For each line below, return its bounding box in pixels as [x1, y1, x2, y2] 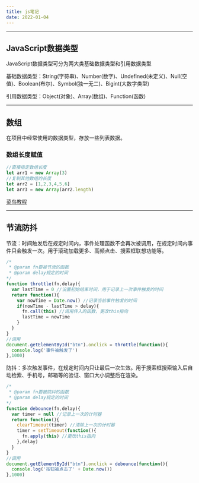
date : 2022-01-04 [6, 14, 49, 20]
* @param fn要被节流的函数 [8, 264, 69, 270]
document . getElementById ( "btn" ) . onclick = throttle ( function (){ [6, 342, 168, 348]
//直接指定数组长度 [6, 165, 47, 171]
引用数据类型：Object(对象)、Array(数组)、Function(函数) [6, 93, 146, 100]
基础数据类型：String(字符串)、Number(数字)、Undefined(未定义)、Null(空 [6, 72, 188, 80]
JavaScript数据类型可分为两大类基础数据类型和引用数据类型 [6, 60, 152, 67]
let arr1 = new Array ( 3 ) [6, 170, 68, 176]
